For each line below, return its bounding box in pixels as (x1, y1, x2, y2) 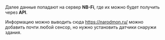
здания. (5, 30, 21, 35)
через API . (5, 9, 28, 15)
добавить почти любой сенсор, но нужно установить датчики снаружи (5, 24, 157, 30)
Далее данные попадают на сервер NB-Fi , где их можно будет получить (5, 4, 160, 10)
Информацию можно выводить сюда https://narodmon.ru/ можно (5, 19, 144, 25)
